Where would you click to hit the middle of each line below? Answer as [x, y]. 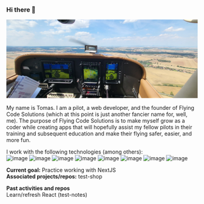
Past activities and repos [38, 188]
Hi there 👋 [21, 10]
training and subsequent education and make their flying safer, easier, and [99, 134]
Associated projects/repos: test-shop [54, 176]
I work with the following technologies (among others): [75, 152]
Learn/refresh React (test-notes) [47, 194]
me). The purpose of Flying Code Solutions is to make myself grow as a [96, 120]
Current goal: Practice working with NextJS [61, 170]
